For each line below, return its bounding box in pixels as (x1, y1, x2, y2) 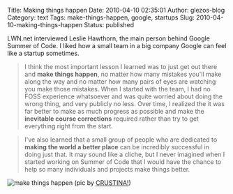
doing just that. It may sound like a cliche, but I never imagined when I (24, 150, 225, 158)
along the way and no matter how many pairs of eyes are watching (24, 77, 216, 86)
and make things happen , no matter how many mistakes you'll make (24, 70, 222, 78)
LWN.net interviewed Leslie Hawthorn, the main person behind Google (7, 34, 211, 43)
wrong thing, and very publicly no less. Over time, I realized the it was (24, 100, 225, 107)
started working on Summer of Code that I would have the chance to (24, 158, 222, 166)
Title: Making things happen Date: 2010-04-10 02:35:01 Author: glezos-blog (7, 6, 225, 14)
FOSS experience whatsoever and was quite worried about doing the (24, 92, 223, 100)
